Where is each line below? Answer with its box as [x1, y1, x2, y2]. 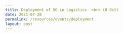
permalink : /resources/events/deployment [5, 16, 94, 21]
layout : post [5, 21, 33, 26]
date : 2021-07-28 [5, 12, 42, 17]
